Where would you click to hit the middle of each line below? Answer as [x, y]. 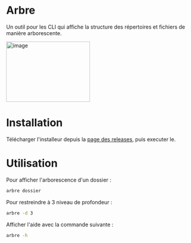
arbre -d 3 [20, 213]
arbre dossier [24, 191]
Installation [35, 123]
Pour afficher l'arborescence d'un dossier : [59, 180]
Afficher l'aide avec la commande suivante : [60, 225]
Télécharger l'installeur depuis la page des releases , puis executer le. [91, 139]
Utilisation [32, 163]
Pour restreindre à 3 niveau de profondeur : [59, 202]
